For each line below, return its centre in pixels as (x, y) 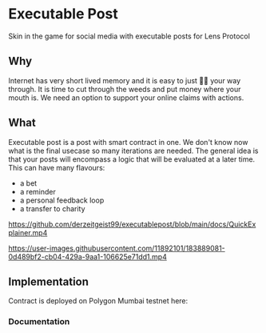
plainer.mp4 (28, 232)
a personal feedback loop (62, 200)
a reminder (38, 191)
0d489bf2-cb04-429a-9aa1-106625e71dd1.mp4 (88, 256)
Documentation (39, 322)
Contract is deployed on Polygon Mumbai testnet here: (98, 301)
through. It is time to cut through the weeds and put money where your (125, 89)
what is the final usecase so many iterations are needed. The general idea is (133, 150)
